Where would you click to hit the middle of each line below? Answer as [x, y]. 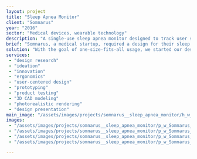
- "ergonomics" [27, 77]
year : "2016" [22, 28]
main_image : [21, 115]
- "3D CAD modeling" [34, 98]
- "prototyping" [28, 88]
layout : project [26, 11]
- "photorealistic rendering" [45, 104]
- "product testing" [34, 93]
